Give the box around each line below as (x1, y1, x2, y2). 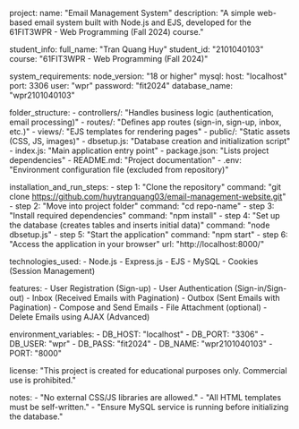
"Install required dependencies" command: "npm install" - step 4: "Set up (9, 210, 280, 220)
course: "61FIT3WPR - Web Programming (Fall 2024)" (9, 54, 209, 64)
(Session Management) (9, 266, 96, 276)
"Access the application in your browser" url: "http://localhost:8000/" (9, 239, 265, 249)
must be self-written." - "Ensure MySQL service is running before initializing (9, 402, 289, 412)
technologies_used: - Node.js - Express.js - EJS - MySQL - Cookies (9, 256, 259, 267)
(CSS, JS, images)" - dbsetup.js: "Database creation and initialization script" (9, 136, 291, 146)
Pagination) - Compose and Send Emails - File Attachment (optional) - (9, 302, 268, 313)
